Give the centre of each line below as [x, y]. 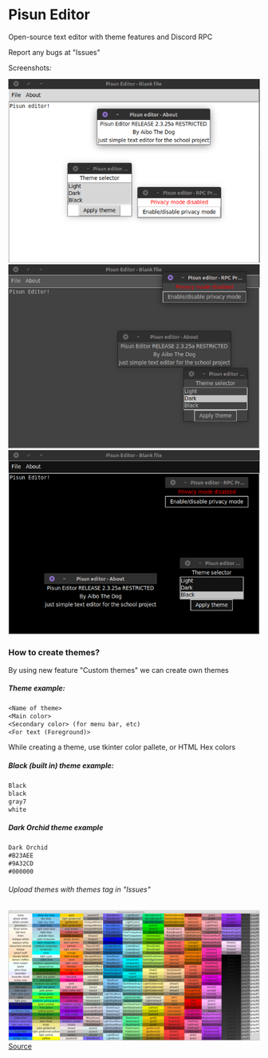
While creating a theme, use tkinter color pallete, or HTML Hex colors [122, 747]
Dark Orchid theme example [56, 828]
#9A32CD [21, 864]
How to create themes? [54, 653]
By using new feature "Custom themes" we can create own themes [118, 670]
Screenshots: [30, 68]
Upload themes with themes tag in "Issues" [80, 889]
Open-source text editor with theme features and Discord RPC [110, 37]
